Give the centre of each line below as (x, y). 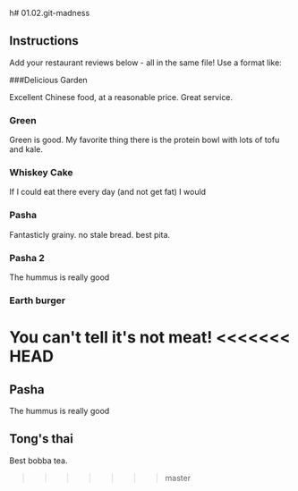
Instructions (44, 41)
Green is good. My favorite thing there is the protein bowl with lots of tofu (145, 140)
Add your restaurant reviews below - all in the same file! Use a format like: (145, 63)
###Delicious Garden (48, 80)
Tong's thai (41, 439)
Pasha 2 (27, 258)
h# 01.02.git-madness (50, 13)
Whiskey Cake (41, 173)
